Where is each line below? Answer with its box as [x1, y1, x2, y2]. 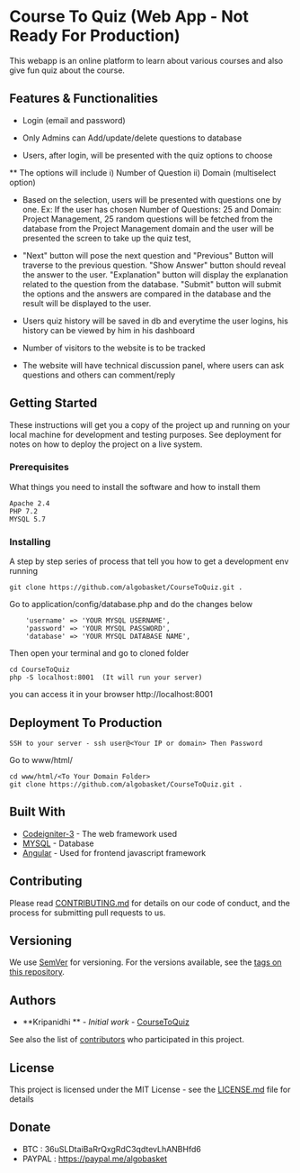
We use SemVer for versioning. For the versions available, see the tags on [9, 957, 282, 968]
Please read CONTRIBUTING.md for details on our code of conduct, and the [9, 897, 290, 908]
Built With [9, 805, 66, 820]
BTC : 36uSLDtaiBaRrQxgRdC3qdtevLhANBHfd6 [22, 1143, 202, 1154]
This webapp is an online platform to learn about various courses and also [9, 55, 284, 66]
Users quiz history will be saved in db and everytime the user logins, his [22, 315, 289, 326]
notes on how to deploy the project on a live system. [9, 439, 203, 450]
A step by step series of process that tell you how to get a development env [9, 556, 289, 567]
